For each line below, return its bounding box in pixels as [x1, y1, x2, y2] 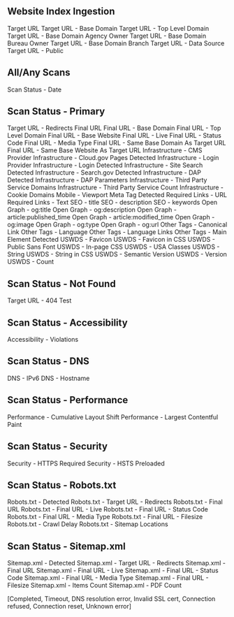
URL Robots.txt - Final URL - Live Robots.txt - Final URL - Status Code [7, 505, 208, 514]
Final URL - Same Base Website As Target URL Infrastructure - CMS [7, 146, 203, 154]
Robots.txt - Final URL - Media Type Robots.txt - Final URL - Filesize [7, 513, 203, 521]
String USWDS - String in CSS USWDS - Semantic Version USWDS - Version [7, 250, 227, 259]
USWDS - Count [7, 258, 54, 266]
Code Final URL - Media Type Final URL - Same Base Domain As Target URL [7, 139, 226, 147]
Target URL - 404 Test [7, 296, 72, 305]
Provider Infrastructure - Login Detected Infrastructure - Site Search [7, 161, 203, 170]
